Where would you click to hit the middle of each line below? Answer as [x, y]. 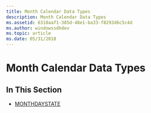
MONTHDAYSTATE [37, 104]
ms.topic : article [28, 34]
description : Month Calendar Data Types [56, 17]
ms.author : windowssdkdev [38, 28]
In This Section [34, 90]
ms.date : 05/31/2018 [31, 39]
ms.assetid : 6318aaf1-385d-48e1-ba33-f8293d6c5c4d [69, 22]
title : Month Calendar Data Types [48, 11]
